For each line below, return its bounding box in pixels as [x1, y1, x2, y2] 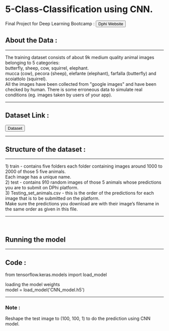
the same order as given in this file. [5, 206, 78, 212]
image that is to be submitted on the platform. [5, 195, 100, 201]
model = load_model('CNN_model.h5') [5, 287, 85, 293]
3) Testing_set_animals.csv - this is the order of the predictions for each [5, 190, 154, 196]
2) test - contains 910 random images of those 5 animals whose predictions [5, 179, 162, 185]
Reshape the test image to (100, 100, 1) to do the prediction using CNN [5, 315, 151, 321]
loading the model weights [5, 282, 60, 287]
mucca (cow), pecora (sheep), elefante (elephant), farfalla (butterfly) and [5, 70, 157, 76]
